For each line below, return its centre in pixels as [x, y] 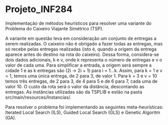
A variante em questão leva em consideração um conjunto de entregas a [81, 38]
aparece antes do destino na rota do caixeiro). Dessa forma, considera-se [82, 54]
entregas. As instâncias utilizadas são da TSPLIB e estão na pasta [74, 92]
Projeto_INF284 [39, 9]
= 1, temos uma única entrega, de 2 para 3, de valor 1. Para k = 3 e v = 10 [81, 76]
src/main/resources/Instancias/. [38, 97]
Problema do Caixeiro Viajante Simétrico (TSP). [54, 28]
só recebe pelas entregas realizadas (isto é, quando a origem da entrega [81, 49]
